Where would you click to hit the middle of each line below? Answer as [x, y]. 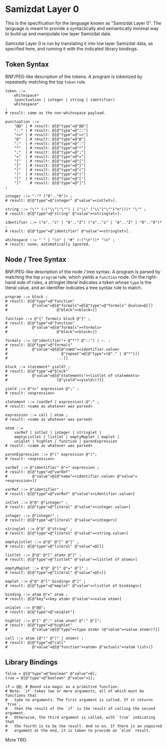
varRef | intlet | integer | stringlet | [58, 432]
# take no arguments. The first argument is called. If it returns [79, 700]
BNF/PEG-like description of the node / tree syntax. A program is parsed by [83, 272]
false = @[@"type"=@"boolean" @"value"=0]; [51, 674]
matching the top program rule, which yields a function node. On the [75, 277]
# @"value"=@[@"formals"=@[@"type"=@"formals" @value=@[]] [79, 305]
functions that [21, 696]
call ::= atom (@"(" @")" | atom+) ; [44, 638]
